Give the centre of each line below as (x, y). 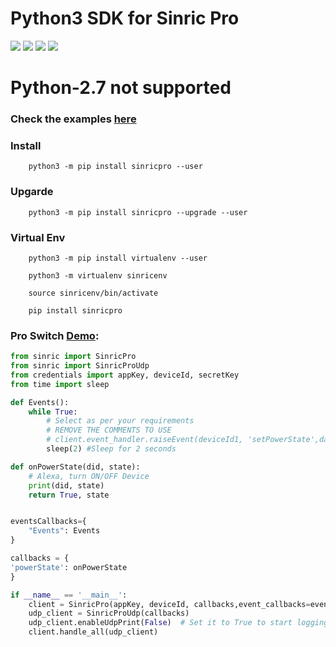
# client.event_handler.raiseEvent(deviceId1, (145, 440)
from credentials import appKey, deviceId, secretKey (125, 375)
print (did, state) (66, 485)
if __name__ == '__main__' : (69, 595)
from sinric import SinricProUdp (80, 366)
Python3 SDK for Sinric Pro (125, 18)
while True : (53, 412)
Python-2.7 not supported (121, 88)
